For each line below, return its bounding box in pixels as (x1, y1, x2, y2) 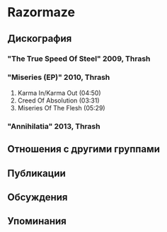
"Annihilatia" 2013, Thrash (7, 121, 100, 131)
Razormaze (7, 4, 76, 21)
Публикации (7, 167, 66, 179)
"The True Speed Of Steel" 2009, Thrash (7, 54, 151, 64)
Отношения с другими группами (7, 143, 161, 156)
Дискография (7, 33, 72, 45)
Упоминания (7, 215, 67, 227)
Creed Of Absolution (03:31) (17, 96, 100, 105)
